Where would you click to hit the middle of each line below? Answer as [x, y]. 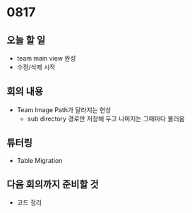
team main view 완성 [46, 58]
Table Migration [40, 160]
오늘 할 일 [26, 40]
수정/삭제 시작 [36, 67]
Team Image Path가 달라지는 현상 [64, 109]
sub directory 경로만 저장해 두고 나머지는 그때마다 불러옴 [106, 118]
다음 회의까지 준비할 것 [53, 184]
